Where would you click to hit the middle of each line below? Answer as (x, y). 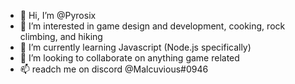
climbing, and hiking (61, 36)
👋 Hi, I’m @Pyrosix (58, 15)
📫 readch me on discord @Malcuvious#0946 (114, 69)
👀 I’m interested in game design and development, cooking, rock (152, 26)
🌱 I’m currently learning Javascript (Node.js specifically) (135, 47)
